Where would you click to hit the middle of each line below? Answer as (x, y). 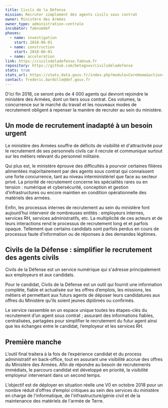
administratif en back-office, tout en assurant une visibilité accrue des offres (84, 359)
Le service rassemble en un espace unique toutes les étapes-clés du (76, 310)
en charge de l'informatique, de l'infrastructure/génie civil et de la (73, 395)
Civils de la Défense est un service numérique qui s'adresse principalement (83, 270)
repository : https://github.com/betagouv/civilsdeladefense (69, 66)
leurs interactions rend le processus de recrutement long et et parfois (77, 223)
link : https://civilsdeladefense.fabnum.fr (51, 61)
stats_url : (16, 75)
